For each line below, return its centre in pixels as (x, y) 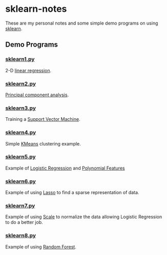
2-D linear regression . (28, 70)
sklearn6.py (20, 181)
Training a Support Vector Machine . (43, 119)
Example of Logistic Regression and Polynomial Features (65, 168)
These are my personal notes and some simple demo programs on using (82, 23)
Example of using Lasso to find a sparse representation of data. (72, 193)
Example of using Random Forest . (41, 247)
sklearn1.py (20, 59)
